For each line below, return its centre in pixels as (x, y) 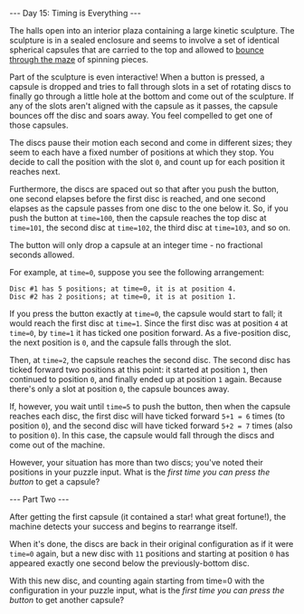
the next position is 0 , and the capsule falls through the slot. (121, 342)
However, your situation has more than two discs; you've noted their (137, 462)
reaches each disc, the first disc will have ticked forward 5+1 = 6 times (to (147, 416)
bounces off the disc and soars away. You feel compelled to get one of (141, 115)
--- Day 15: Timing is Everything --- (76, 13)
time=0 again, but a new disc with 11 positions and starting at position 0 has (149, 553)
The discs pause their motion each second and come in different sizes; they (151, 143)
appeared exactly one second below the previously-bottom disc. (130, 563)
